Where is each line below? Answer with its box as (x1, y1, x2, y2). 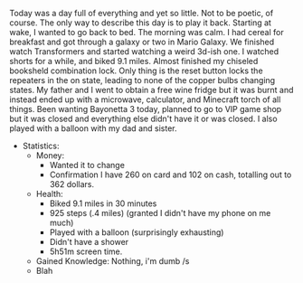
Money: (35, 150, 65, 161)
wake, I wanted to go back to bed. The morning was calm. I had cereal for (9, 27, 284, 37)
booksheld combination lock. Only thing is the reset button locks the (9, 65, 264, 76)
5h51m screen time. (49, 246, 123, 257)
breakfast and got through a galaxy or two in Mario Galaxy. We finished (9, 36, 275, 47)
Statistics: (22, 140, 61, 151)
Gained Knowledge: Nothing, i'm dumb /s (35, 256, 190, 266)
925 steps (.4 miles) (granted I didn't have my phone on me (49, 208, 271, 218)
